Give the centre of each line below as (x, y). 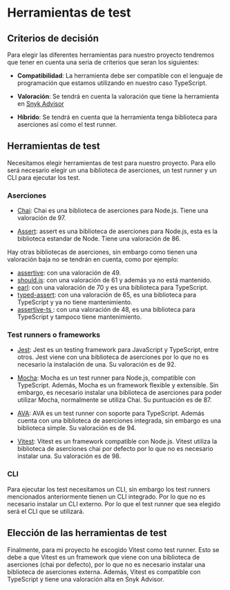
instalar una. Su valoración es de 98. (69, 456)
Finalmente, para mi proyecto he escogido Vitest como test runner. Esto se (113, 550)
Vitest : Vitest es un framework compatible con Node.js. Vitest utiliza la (117, 441)
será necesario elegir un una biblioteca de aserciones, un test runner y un (112, 170)
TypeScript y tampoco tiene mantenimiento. (79, 317)
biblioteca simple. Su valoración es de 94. (77, 428)
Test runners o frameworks (54, 335)
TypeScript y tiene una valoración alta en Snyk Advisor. (86, 579)
